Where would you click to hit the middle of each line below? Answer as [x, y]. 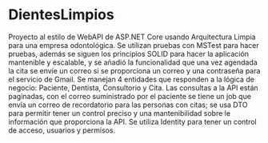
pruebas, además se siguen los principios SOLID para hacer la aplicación [129, 54]
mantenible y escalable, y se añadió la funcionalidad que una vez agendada [133, 62]
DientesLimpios [61, 15]
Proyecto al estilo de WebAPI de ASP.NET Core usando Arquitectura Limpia [132, 37]
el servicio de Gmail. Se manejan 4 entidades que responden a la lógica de [131, 79]
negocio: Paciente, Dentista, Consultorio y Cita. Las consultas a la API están [133, 87]
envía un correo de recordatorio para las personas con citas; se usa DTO [128, 105]
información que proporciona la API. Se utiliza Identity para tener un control [133, 121]
